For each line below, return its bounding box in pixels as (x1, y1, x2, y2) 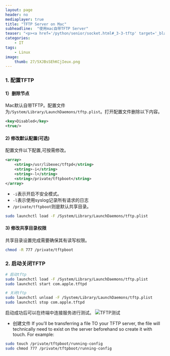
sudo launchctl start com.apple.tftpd (5, 281, 87, 286)
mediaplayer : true (5, 17, 44, 22)
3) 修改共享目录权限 (5, 225, 47, 231)
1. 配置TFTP (5, 77, 34, 84)
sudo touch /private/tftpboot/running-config (5, 341, 103, 346)
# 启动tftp (5, 272, 27, 277)
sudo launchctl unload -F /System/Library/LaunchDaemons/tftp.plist (5, 295, 153, 300)
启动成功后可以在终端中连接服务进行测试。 (5, 309, 94, 316)
